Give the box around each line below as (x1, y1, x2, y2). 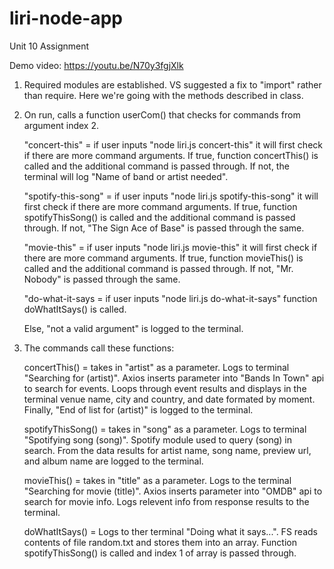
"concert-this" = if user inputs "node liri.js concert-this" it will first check (23, 138, 323, 151)
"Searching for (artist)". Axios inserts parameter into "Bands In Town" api (23, 372, 325, 384)
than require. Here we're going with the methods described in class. (23, 89, 304, 101)
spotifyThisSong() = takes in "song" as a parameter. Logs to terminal (23, 423, 307, 435)
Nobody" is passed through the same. (23, 273, 181, 285)
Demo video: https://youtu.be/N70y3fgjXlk (9, 59, 184, 71)
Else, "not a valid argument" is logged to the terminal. (23, 322, 244, 334)
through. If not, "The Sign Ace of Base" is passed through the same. (23, 222, 305, 234)
